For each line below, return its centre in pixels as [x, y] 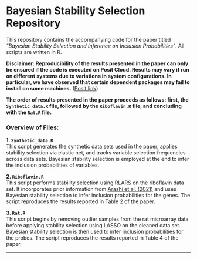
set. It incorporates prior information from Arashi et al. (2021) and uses [91, 189]
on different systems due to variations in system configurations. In [89, 76]
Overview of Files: [33, 127]
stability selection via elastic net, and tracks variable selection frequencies [96, 153]
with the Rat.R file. [29, 112]
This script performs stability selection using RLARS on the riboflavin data [95, 183]
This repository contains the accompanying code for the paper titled [89, 39]
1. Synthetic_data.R [30, 140]
